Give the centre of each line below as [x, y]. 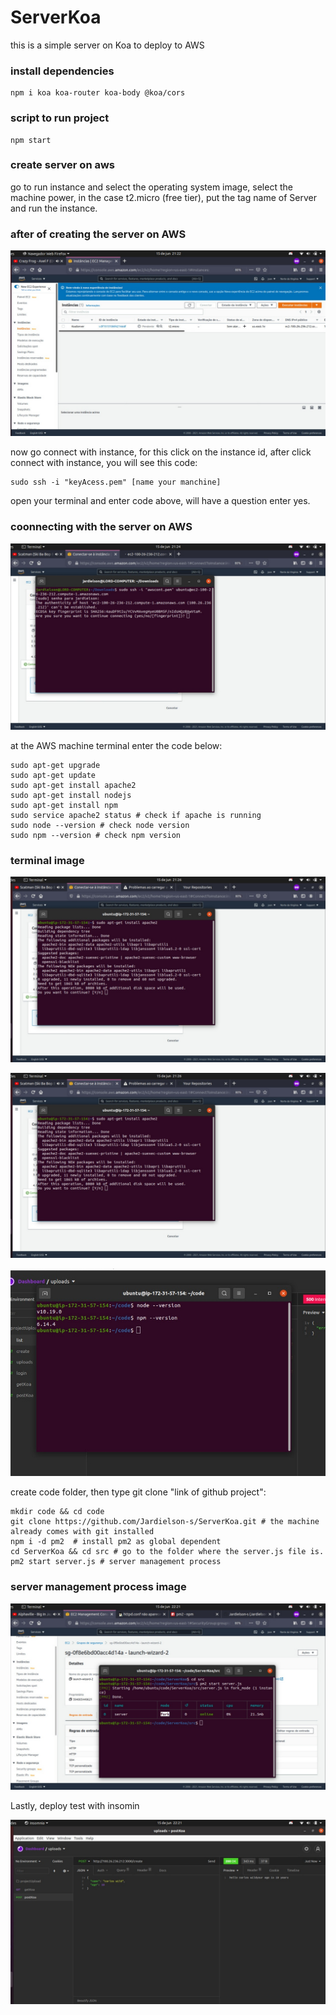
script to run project [60, 118]
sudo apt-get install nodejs [71, 795]
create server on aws [63, 165]
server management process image [98, 1587]
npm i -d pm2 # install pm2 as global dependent [116, 1542]
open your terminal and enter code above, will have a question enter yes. [160, 501]
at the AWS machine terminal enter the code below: [116, 745]
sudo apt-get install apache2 [73, 785]
